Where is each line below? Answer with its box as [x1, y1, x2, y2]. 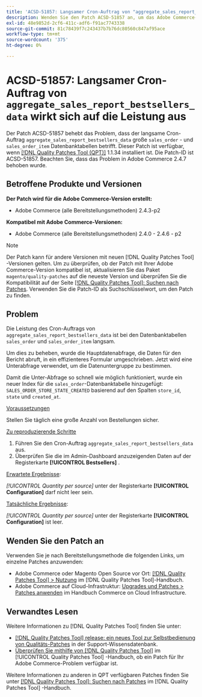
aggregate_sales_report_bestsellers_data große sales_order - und [26, 136, 194, 143]
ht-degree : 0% [6, 43, 42, 49]
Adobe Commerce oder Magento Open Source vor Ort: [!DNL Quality [14, 570, 186, 577]
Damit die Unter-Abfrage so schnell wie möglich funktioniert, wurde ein [6, 374, 183, 381]
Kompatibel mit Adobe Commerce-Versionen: [6, 218, 123, 226]
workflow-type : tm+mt [6, 31, 61, 37]
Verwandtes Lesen [6, 606, 78, 617]
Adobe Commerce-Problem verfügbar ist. [14, 660, 118, 667]
